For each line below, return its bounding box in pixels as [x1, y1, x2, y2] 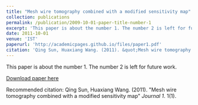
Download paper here [6, 74, 59, 81]
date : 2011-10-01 [6, 31, 49, 37]
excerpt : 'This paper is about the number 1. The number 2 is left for [6, 25, 186, 31]
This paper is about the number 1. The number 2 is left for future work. [6, 63, 177, 70]
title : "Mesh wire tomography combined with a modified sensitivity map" [6, 8, 192, 15]
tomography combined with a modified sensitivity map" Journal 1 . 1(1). [6, 92, 177, 99]
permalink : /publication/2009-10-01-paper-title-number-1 [6, 19, 151, 25]
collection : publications [6, 14, 70, 20]
